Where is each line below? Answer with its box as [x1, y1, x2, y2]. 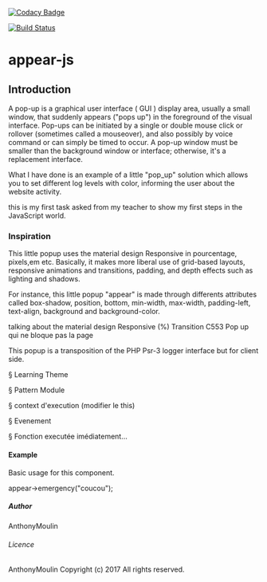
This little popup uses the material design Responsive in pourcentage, [8, 249, 238, 258]
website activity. [8, 187, 62, 196]
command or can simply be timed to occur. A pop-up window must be [8, 138, 238, 147]
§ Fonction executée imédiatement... [8, 431, 128, 442]
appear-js [8, 51, 74, 69]
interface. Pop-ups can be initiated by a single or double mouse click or [8, 120, 243, 130]
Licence [8, 540, 34, 549]
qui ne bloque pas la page [8, 331, 94, 340]
